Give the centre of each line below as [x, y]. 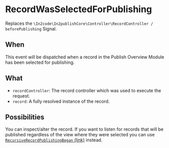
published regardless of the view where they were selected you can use [80, 135]
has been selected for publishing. [40, 62]
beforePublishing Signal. [31, 28]
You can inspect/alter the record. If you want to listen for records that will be [84, 129]
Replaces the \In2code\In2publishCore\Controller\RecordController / [79, 23]
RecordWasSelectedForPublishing [79, 9]
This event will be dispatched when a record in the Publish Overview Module [85, 57]
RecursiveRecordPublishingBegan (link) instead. [54, 140]
